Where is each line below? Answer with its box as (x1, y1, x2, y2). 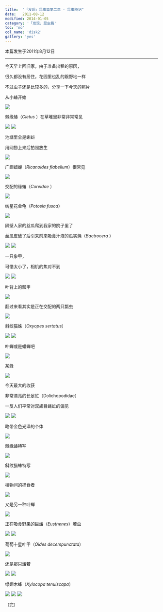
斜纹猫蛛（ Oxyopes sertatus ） (5, 323, 66, 329)
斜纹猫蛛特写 (5, 462, 31, 468)
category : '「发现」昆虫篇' (5, 20, 57, 26)
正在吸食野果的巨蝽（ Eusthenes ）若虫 (5, 521, 81, 527)
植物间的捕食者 (5, 482, 35, 488)
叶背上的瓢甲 (5, 284, 31, 290)
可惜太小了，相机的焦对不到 (5, 264, 61, 269)
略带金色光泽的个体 (5, 423, 44, 429)
